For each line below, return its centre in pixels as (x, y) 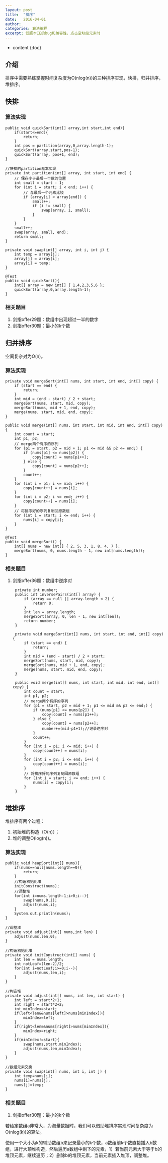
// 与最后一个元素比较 (44, 192)
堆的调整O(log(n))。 (33, 838)
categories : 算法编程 (26, 29)
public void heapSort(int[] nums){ (43, 863)
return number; (40, 621)
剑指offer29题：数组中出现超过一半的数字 (56, 319)
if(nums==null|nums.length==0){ (48, 868)
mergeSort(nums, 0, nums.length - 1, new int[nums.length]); (79, 551)
